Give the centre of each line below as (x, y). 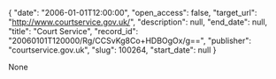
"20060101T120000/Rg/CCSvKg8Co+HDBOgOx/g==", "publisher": (130, 40)
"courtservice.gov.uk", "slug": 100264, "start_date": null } (112, 50)
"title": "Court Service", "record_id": (73, 31)
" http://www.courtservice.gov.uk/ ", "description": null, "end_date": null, (138, 22)
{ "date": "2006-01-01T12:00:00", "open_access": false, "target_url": (133, 13)
